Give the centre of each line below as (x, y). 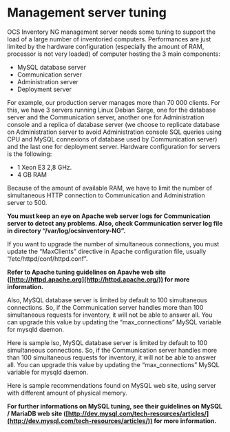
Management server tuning (87, 13)
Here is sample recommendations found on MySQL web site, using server (112, 385)
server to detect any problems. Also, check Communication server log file (115, 223)
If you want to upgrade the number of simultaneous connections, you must (113, 244)
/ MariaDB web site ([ (38, 413)
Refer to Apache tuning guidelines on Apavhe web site (87, 272)
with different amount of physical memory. (67, 393)
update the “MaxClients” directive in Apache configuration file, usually (107, 251)
